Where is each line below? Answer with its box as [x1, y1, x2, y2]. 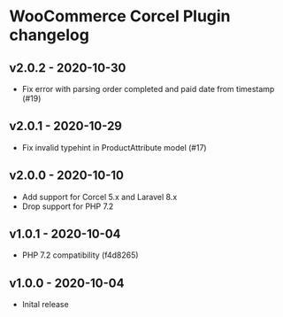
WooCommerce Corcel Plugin [9, 6, 232, 27]
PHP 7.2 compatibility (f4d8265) [21, 250, 139, 260]
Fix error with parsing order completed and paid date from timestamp [21, 84, 275, 94]
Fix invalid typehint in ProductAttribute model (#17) [21, 142, 207, 152]
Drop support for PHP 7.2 [21, 201, 114, 212]
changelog [9, 25, 90, 45]
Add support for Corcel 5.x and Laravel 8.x [21, 191, 178, 202]
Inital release [21, 299, 69, 310]
